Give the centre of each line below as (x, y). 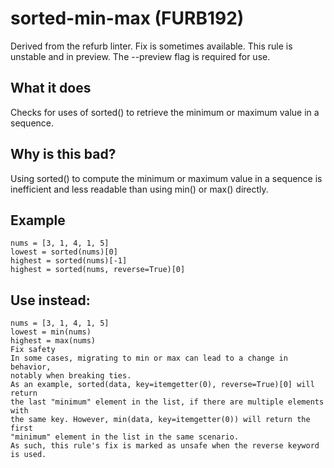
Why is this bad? (63, 154)
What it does (51, 88)
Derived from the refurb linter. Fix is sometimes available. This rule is (151, 46)
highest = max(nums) (53, 341)
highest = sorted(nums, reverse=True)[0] (98, 270)
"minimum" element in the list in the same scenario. (125, 437)
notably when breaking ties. (71, 376)
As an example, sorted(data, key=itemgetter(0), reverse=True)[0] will (162, 385)
